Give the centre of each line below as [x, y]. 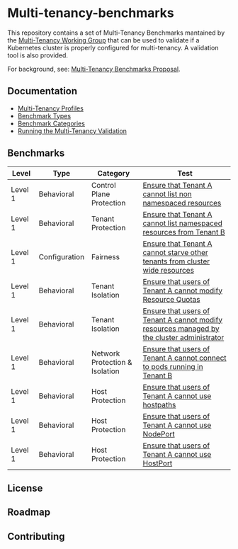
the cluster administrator [183, 337]
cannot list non [168, 194]
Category [114, 173]
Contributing [36, 536]
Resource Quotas [171, 299]
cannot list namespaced [183, 223]
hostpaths [159, 404]
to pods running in [173, 366]
